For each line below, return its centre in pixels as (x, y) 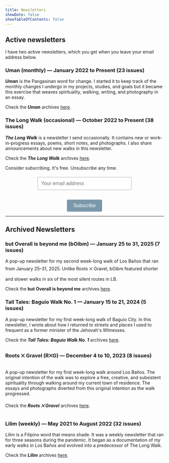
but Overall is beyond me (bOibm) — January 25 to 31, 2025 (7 (82, 244)
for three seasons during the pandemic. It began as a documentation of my (83, 440)
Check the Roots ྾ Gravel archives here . (48, 406)
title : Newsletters (26, 10)
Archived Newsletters (40, 229)
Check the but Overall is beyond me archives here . (58, 289)
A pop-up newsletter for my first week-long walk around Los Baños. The (80, 372)
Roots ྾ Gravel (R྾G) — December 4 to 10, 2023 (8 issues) (78, 355)
